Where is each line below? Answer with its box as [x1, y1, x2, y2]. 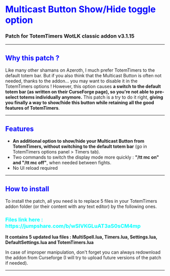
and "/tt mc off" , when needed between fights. [12, 160, 112, 166]
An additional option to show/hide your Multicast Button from [12, 138, 145, 144]
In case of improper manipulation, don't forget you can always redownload [5, 249, 161, 255]
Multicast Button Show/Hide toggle [5, 4, 156, 15]
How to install [5, 185, 50, 193]
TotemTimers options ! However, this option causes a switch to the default [5, 83, 161, 89]
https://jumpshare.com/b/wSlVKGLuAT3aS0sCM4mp [5, 222, 141, 229]
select [5, 94, 19, 100]
